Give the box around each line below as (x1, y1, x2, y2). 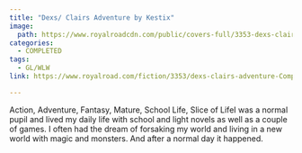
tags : (9, 55, 30, 64)
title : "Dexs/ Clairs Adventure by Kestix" (9, 13, 175, 22)
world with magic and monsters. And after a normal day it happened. (9, 132, 263, 144)
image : (9, 22, 34, 31)
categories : (9, 38, 54, 48)
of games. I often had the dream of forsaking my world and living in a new (9, 123, 283, 134)
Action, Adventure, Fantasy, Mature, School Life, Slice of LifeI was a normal (9, 104, 289, 115)
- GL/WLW (17, 64, 50, 73)
